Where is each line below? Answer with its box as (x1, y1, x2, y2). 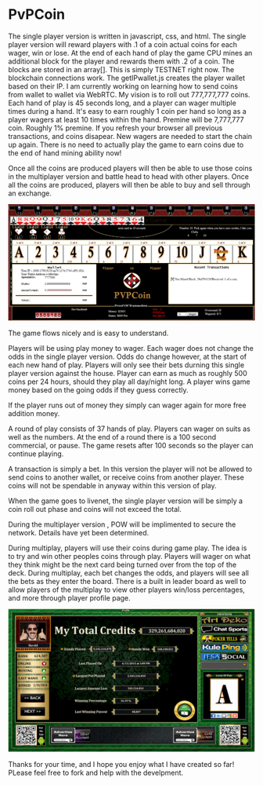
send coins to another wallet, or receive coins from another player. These (8, 473, 244, 482)
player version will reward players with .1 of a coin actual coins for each (8, 39, 237, 49)
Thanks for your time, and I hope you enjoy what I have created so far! (8, 759, 235, 769)
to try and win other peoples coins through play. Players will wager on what (8, 551, 251, 560)
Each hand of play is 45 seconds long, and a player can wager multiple (8, 98, 236, 108)
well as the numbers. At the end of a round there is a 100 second (8, 432, 217, 441)
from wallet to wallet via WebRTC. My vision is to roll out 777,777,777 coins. (8, 89, 250, 99)
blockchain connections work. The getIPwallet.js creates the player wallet (8, 73, 245, 82)
